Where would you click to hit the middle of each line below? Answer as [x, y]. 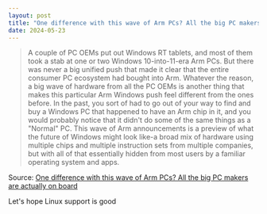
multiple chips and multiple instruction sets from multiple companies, [140, 145]
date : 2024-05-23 [37, 30]
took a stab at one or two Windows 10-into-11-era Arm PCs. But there [141, 61]
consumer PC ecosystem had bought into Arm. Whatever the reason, [141, 78]
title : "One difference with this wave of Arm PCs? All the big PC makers [135, 23]
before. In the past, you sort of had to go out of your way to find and [139, 103]
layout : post [30, 15]
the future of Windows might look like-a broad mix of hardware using [141, 137]
